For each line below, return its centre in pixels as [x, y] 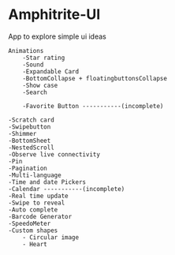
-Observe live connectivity [54, 154]
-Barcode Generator [40, 216]
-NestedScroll [32, 148]
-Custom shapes [33, 231]
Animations [26, 51]
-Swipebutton [30, 127]
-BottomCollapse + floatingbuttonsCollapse [95, 78]
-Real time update [38, 196]
